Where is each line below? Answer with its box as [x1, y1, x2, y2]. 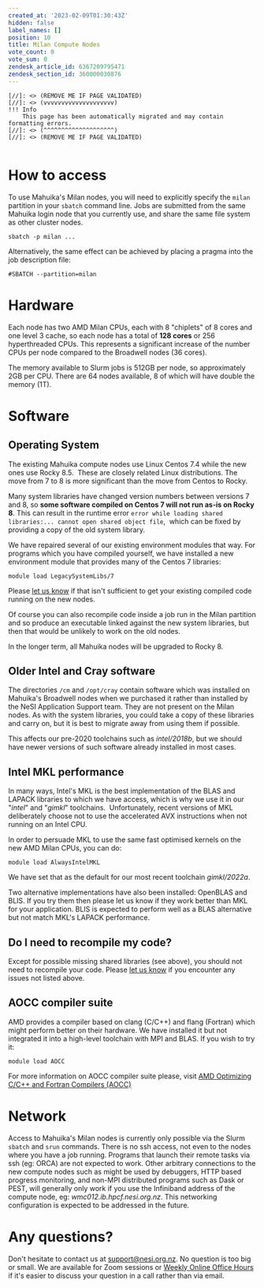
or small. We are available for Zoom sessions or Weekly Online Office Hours [8, 1262, 254, 1271]
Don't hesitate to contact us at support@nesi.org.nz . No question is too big [8, 1254, 251, 1264]
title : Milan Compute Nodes [8, 41, 101, 49]
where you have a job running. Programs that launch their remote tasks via [8, 1150, 251, 1160]
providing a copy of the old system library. [8, 525, 146, 534]
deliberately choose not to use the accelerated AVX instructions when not [8, 811, 247, 821]
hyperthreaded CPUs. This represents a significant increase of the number [8, 339, 251, 348]
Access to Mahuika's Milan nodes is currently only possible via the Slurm [8, 1133, 246, 1143]
